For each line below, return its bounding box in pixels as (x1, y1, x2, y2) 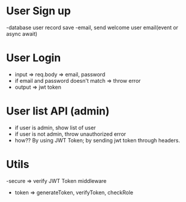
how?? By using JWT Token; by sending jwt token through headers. (14, 136, 180, 144)
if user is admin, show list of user (14, 124, 96, 131)
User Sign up (6, 4, 71, 18)
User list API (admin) (6, 104, 110, 118)
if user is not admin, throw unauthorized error (14, 130, 127, 138)
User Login (6, 51, 61, 65)
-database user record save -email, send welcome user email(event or (6, 24, 178, 31)
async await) (6, 30, 37, 37)
